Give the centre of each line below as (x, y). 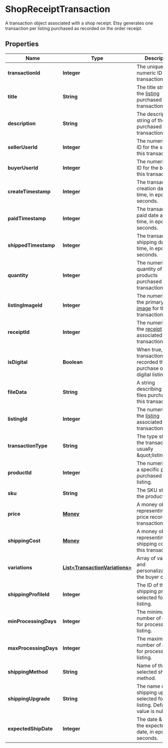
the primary (150, 302)
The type (147, 436)
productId (19, 472)
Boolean (72, 362)
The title (146, 87)
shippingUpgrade (29, 699)
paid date (148, 215)
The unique (150, 66)
